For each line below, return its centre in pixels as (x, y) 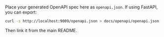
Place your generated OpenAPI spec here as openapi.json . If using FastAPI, (82, 7)
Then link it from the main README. (41, 30)
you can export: (21, 12)
